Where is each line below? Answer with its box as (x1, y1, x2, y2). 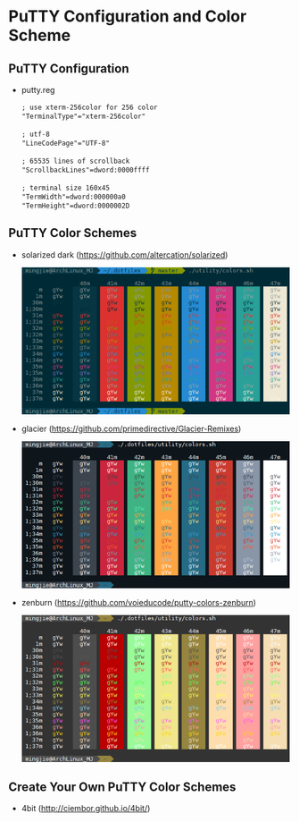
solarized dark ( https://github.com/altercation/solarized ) (21, 249, 228, 260)
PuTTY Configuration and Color (8, 6, 247, 27)
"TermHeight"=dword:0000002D (21, 201, 130, 210)
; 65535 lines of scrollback (21, 157, 130, 165)
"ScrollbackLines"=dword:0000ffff (21, 165, 150, 174)
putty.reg (21, 85, 55, 95)
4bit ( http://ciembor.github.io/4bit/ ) (21, 803, 151, 814)
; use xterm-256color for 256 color (21, 103, 158, 112)
